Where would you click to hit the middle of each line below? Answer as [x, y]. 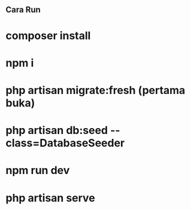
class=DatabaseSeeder [65, 143]
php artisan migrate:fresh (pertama [95, 90]
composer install [48, 36]
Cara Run [23, 10]
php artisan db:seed [57, 130]
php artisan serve [50, 198]
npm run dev [38, 171]
